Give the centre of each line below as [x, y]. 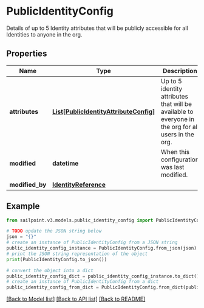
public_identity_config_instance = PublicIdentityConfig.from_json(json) [102, 248]
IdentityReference [79, 184]
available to [177, 111]
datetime [66, 163]
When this [175, 152]
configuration [180, 159]
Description [180, 71]
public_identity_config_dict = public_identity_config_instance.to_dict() [103, 276]
